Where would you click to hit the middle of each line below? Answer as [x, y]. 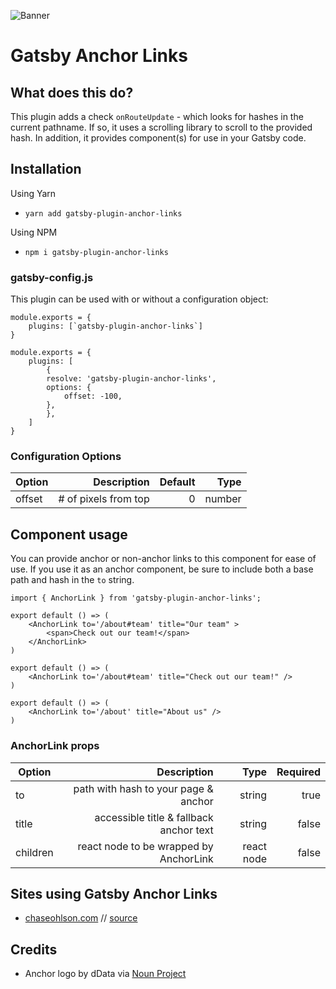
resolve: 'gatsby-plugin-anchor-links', [131, 379]
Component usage [69, 534]
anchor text [186, 830]
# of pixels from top [104, 499]
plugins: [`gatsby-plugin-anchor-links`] [115, 326]
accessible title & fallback [154, 817]
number [223, 499]
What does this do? [72, 92]
